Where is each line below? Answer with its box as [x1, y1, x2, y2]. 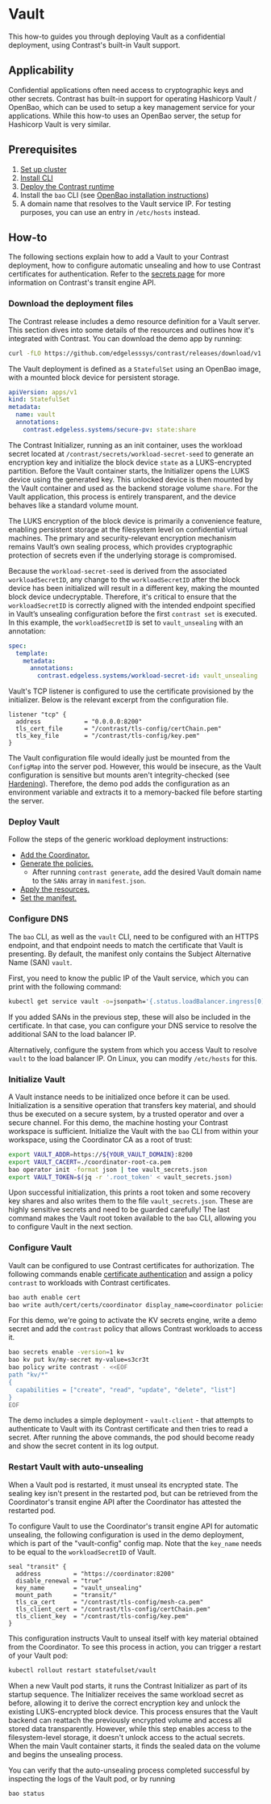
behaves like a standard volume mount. [8, 500, 139, 510]
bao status [8, 1789, 45, 1798]
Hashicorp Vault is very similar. [8, 119, 111, 129]
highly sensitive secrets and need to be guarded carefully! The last [8, 1205, 230, 1215]
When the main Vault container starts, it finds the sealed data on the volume [8, 1741, 261, 1751]
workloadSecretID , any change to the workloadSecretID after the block [8, 575, 240, 584]
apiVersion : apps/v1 [8, 388, 78, 396]
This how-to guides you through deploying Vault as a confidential [8, 32, 226, 41]
